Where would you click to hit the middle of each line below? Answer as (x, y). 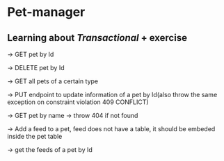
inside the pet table (35, 136)
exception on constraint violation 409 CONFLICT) (78, 102)
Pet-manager (46, 12)
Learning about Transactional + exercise (97, 38)
